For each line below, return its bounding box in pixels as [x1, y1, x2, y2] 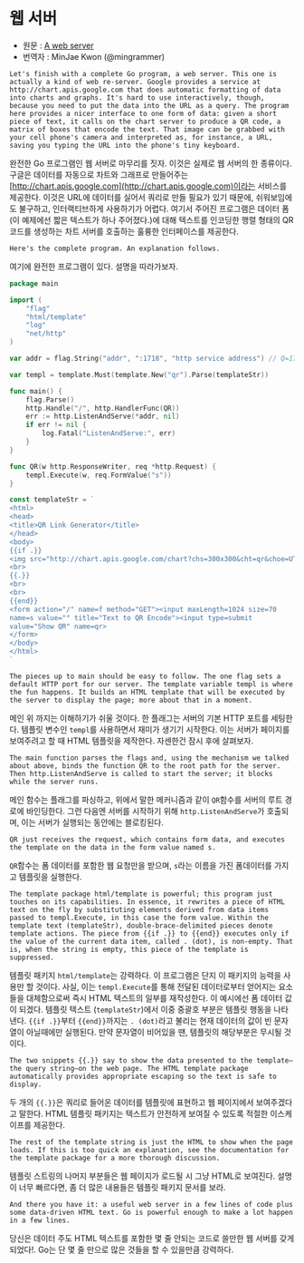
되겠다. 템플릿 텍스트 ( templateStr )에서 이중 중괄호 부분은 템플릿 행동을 [18, 1004, 272, 1015]
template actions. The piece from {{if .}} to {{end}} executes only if [9, 928, 290, 938]
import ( [9, 296, 43, 305]
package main [9, 278, 59, 288]
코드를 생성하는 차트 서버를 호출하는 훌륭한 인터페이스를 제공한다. [9, 226, 240, 237]
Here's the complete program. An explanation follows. [9, 244, 221, 253]
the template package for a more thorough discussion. [9, 1153, 221, 1162]
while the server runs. [9, 777, 100, 786]
